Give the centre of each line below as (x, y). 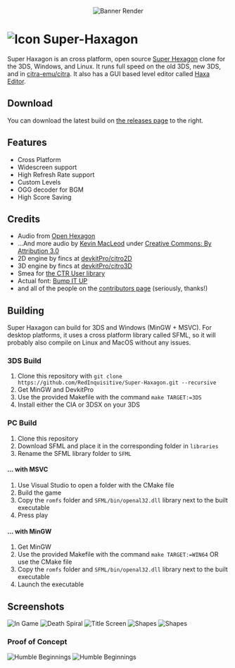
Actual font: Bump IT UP (52, 281)
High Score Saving (44, 197)
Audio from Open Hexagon (56, 236)
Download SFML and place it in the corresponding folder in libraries (118, 446)
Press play (33, 515)
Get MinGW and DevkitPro (56, 390)
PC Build (22, 423)
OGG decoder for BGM (51, 190)
